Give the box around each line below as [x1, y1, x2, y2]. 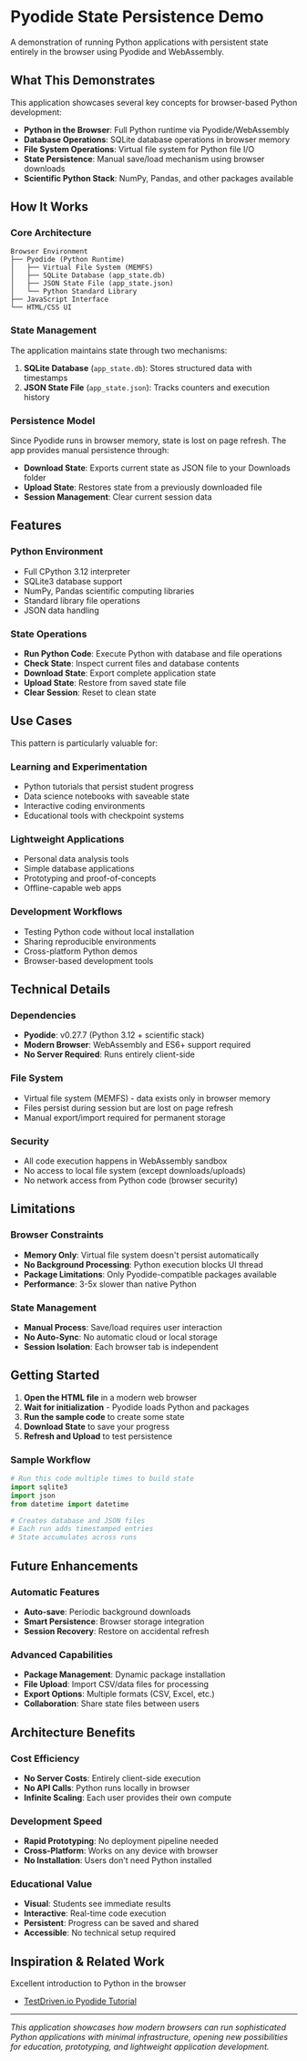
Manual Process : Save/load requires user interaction [23, 1321, 222, 1332]
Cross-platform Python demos [23, 946, 138, 957]
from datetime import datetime [10, 1499, 129, 1508]
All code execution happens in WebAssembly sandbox [23, 1155, 228, 1166]
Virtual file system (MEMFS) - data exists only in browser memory [23, 1093, 271, 1103]
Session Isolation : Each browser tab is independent [23, 1341, 220, 1352]
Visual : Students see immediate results [23, 1899, 171, 1910]
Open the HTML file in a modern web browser [23, 1392, 198, 1403]
